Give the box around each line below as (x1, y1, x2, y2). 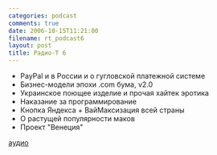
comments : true (8, 19, 59, 27)
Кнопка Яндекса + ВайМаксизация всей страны (19, 105, 185, 115)
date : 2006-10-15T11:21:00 (8, 27, 99, 35)
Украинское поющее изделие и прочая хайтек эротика (19, 88, 209, 97)
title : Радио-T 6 (8, 49, 67, 57)
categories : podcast (8, 11, 78, 20)
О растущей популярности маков (19, 114, 135, 123)
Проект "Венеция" (19, 122, 84, 132)
